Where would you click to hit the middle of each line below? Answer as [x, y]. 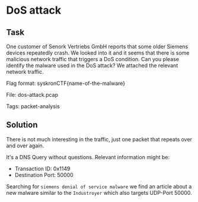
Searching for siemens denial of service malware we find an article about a [99, 186]
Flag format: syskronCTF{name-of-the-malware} [66, 83]
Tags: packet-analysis [33, 106]
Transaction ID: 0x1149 [42, 168]
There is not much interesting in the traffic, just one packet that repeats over [99, 139]
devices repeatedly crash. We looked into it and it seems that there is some [98, 53]
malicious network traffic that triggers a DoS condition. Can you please [93, 59]
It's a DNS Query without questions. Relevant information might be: [88, 157]
